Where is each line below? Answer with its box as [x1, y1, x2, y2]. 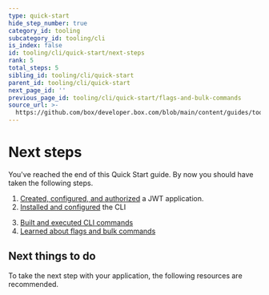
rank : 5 [8, 57, 34, 65]
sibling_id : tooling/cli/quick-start [8, 71, 134, 79]
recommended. [8, 279, 58, 289]
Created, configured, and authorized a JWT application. [19, 193, 204, 203]
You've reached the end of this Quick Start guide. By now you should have [8, 169, 254, 179]
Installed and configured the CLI [19, 202, 126, 212]
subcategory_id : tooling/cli [8, 34, 106, 42]
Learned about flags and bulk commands [19, 226, 156, 236]
